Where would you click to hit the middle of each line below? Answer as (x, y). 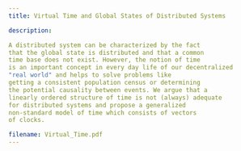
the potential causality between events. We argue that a (108, 90)
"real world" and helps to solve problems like (90, 75)
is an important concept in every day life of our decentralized (120, 68)
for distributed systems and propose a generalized (97, 105)
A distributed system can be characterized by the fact (104, 45)
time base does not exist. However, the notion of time (104, 60)
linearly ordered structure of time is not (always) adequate (115, 98)
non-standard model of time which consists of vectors (103, 113)
